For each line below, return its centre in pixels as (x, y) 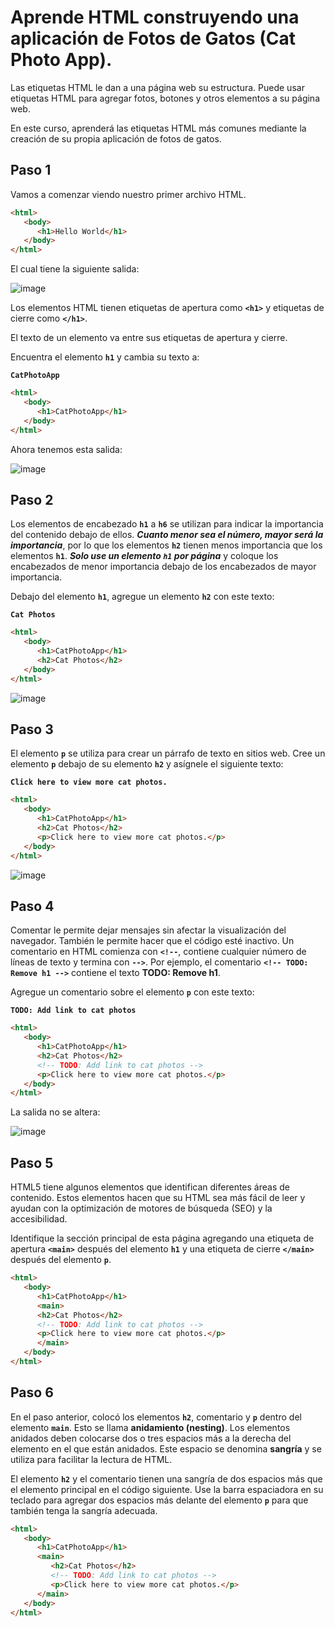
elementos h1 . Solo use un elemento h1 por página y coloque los (144, 556)
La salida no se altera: (55, 1112)
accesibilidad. (39, 1219)
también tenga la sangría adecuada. (84, 1510)
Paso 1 (31, 170)
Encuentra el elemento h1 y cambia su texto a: (105, 357)
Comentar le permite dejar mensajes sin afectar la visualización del (148, 930)
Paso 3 (32, 729)
